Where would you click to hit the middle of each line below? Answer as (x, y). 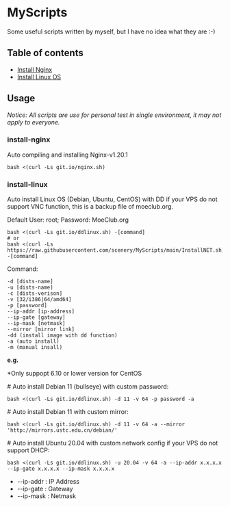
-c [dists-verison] (35, 294)
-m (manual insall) (35, 348)
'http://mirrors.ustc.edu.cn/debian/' (62, 430)
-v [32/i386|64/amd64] (39, 300)
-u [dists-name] (30, 288)
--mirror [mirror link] (41, 330)
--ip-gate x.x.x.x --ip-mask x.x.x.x (61, 469)
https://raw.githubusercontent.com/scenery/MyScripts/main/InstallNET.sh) (116, 250)
